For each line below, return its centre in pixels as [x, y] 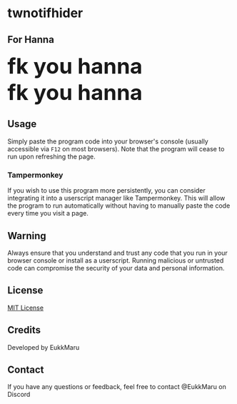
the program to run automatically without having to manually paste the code [119, 206]
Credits [24, 330]
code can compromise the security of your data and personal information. [116, 268]
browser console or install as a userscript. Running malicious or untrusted [116, 260]
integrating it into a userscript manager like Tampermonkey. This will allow [116, 198]
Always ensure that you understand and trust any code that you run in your [118, 253]
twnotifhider [45, 13]
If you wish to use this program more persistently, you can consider [106, 191]
